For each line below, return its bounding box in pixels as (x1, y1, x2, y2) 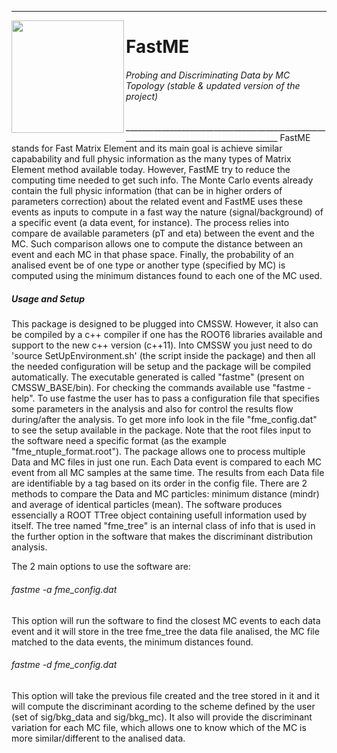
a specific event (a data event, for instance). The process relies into (11, 217, 290, 229)
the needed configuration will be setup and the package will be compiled (11, 361, 312, 373)
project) (125, 90, 159, 102)
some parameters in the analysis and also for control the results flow (11, 403, 294, 415)
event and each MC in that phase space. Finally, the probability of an (11, 249, 294, 261)
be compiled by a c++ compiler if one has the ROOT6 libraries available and (11, 329, 323, 341)
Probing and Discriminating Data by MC (125, 69, 291, 81)
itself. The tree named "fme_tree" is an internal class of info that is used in (11, 520, 316, 532)
